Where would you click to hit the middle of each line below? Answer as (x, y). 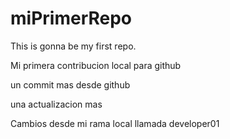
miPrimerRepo (71, 18)
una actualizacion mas (56, 104)
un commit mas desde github (70, 84)
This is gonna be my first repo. (73, 46)
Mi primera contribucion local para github (96, 65)
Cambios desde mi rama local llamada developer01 (115, 123)
